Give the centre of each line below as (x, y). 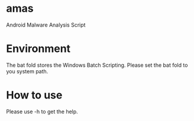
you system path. (27, 71)
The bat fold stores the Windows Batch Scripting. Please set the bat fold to (97, 65)
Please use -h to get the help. (42, 112)
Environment (38, 49)
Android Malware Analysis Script (46, 25)
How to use (34, 95)
